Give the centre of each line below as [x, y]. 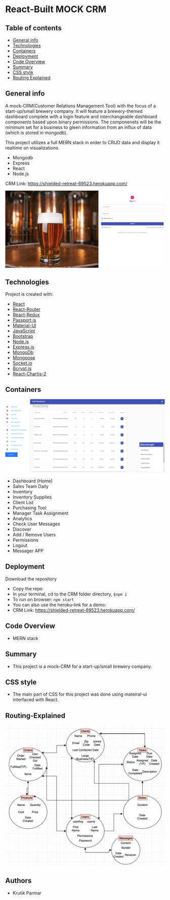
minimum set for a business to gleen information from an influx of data [78, 127]
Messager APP [28, 551]
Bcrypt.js [22, 368]
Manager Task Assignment [40, 513]
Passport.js [24, 320]
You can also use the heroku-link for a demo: [59, 605]
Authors [18, 881]
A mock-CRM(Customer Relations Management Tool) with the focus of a [80, 106]
